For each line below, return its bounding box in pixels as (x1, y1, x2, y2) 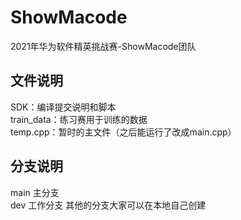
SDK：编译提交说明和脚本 (10, 101, 117, 113)
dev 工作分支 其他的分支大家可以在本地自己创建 (10, 199, 207, 211)
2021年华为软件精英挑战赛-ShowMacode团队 (10, 40, 197, 52)
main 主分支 (10, 186, 60, 198)
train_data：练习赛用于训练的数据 (10, 113, 148, 125)
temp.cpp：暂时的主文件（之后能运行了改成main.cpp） (10, 126, 237, 138)
